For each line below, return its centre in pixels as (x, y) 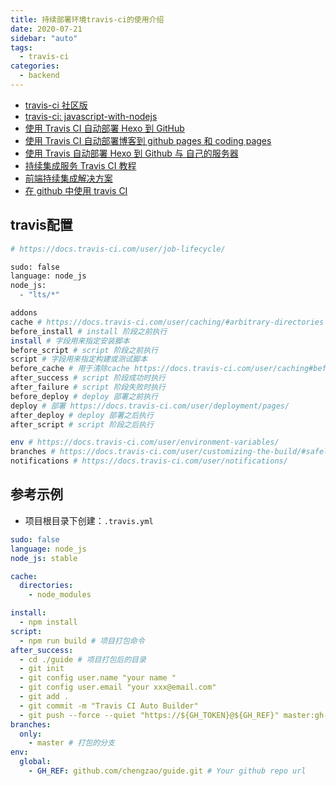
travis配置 (41, 225)
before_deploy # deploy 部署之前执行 (84, 396)
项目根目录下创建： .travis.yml (89, 520)
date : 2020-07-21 (46, 29)
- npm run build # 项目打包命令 (82, 641)
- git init (42, 669)
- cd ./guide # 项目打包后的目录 (83, 659)
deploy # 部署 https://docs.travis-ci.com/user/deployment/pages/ (150, 406)
